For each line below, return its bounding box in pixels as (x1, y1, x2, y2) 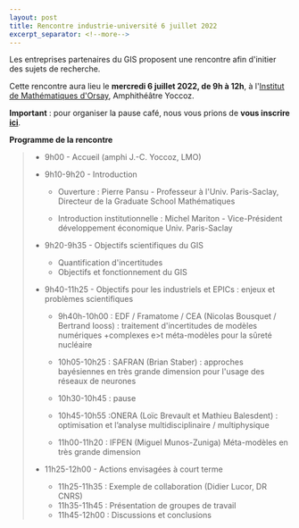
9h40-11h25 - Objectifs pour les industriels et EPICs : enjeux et (44, 284, 276, 295)
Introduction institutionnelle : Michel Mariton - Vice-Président (57, 214, 283, 224)
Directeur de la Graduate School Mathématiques (57, 196, 236, 206)
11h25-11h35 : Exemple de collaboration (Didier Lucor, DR (57, 482, 268, 492)
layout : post (9, 13, 58, 22)
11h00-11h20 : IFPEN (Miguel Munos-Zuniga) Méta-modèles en (57, 437, 288, 448)
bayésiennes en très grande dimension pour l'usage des (57, 366, 265, 377)
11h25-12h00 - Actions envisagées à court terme (44, 464, 223, 474)
